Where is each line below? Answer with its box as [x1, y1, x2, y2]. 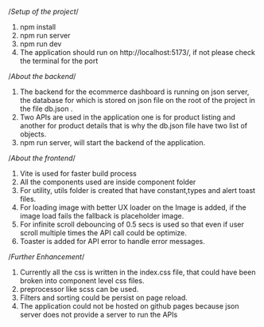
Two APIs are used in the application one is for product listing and [19, 112, 236, 122]
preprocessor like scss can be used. [19, 285, 139, 294]
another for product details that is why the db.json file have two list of [19, 121, 248, 130]
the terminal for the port [19, 56, 99, 65]
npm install [19, 22, 56, 31]
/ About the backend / [8, 72, 76, 81]
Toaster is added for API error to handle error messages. [19, 237, 205, 246]
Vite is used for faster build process [19, 169, 137, 178]
